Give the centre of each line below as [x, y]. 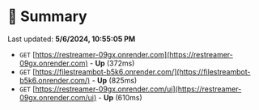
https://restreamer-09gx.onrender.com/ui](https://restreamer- [138, 89]
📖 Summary [47, 17]
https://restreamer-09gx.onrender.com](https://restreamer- [134, 54]
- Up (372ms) [112, 63]
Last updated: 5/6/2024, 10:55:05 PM [72, 39]
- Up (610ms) [120, 97]
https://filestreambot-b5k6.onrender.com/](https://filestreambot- [143, 71]
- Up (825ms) [115, 80]
